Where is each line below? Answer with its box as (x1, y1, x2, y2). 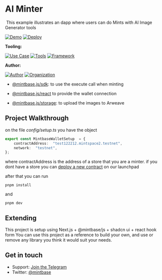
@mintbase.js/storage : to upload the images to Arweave (12, 100, 125, 105)
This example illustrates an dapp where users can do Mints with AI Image (6, 19, 153, 25)
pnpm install (5, 183, 32, 188)
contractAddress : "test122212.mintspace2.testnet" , (14, 141, 123, 146)
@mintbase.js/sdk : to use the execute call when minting (12, 81, 124, 87)
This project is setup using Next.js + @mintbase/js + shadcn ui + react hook (5, 227, 157, 233)
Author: (5, 62, 21, 68)
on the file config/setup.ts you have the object (5, 127, 97, 133)
